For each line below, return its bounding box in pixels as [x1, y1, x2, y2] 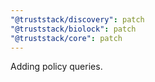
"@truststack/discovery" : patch [10, 14, 145, 25]
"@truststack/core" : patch [10, 33, 123, 43]
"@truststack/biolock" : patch [10, 24, 137, 34]
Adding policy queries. [10, 61, 103, 73]
